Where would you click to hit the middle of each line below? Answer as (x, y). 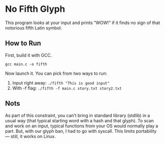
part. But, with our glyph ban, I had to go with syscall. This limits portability (81, 131)
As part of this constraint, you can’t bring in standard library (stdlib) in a (78, 115)
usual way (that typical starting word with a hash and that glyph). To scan (80, 120)
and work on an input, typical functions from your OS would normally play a (82, 126)
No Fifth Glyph (35, 9)
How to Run (23, 43)
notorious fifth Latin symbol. (34, 28)
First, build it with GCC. (29, 55)
